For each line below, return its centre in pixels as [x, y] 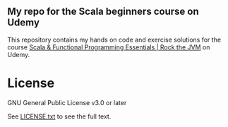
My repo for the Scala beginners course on [103, 12]
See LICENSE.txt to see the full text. [59, 116]
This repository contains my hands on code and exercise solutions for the [114, 40]
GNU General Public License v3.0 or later [67, 102]
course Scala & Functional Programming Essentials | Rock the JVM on [109, 47]
